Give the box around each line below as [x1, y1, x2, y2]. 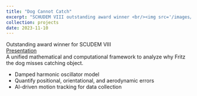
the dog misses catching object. [6, 60, 84, 67]
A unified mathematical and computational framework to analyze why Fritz [6, 53, 186, 60]
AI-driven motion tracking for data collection [14, 83, 122, 91]
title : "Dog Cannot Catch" [6, 8, 72, 15]
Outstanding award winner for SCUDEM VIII [6, 41, 111, 48]
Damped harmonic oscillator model [14, 71, 100, 78]
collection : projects [6, 19, 59, 25]
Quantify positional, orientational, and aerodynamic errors [14, 77, 154, 84]
